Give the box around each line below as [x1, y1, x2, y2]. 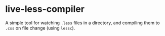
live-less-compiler [5, 3, 85, 15]
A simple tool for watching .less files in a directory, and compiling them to [5, 20, 160, 26]
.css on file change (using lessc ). [5, 25, 75, 31]
